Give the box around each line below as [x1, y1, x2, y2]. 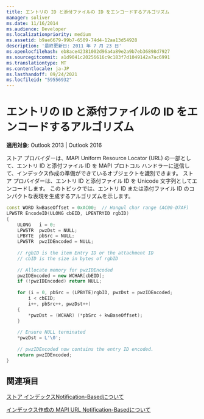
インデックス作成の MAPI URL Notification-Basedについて [6, 406, 151, 414]
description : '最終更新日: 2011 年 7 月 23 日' [6, 43, 122, 49]
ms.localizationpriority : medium [6, 32, 91, 38]
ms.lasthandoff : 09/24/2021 [6, 71, 78, 77]
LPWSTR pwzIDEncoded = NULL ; [17, 239, 94, 245]
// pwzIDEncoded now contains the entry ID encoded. [17, 346, 154, 352]
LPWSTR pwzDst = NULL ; [17, 227, 78, 233]
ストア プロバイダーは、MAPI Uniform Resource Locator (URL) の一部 [6, 155, 181, 162]
